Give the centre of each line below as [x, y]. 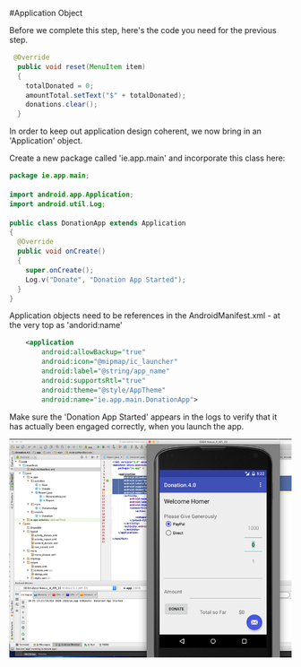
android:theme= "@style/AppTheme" [104, 390]
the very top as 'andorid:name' [66, 325]
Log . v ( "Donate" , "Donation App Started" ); [106, 280]
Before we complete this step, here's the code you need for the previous [143, 30]
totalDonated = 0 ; [60, 86]
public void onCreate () [61, 251]
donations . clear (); [62, 105]
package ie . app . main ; [50, 176]
